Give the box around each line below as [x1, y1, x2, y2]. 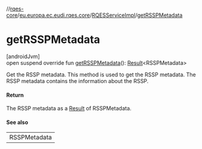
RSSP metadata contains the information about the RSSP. [6, 77, 149, 84]
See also [6, 118, 28, 126]
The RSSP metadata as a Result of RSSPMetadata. [6, 105, 132, 112]
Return [6, 91, 24, 99]
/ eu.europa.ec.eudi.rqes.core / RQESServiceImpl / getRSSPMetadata [17, 12, 183, 19]
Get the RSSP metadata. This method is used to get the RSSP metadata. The [6, 71, 197, 78]
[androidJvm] [6, 53, 41, 60]
